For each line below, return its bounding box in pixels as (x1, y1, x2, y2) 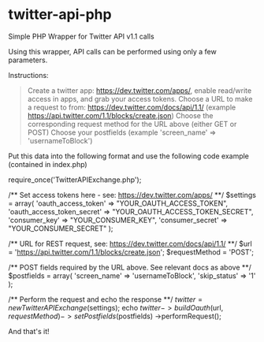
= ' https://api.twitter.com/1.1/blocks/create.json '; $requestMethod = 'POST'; (8, 247, 255, 257)
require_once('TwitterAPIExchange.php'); (8, 175, 142, 184)
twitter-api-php (8, 6, 112, 24)
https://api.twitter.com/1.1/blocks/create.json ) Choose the (27, 110, 214, 120)
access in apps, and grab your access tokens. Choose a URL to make (27, 94, 253, 103)
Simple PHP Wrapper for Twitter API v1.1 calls (8, 32, 155, 41)
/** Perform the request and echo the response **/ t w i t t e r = (8, 294, 203, 304)
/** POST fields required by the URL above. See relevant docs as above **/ (8, 262, 252, 272)
